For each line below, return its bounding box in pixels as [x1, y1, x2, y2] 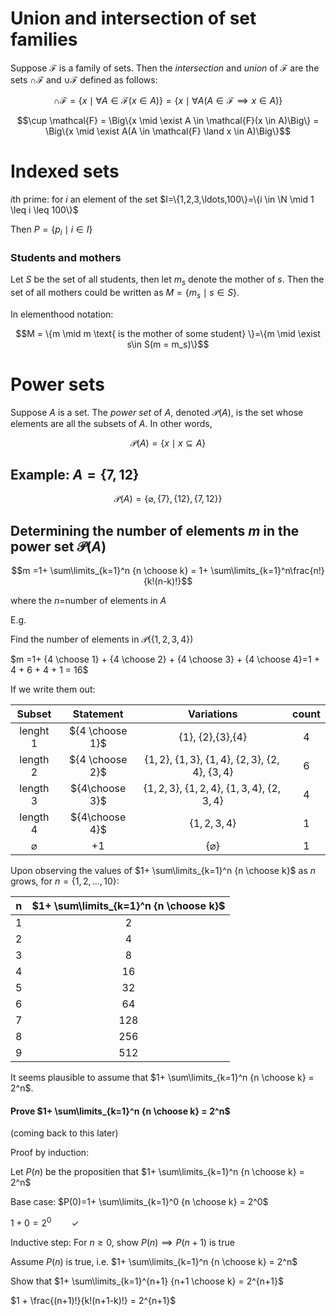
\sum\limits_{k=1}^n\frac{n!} [210, 565, 325, 577]
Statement [72, 707, 124, 721]
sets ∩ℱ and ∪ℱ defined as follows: [10, 73, 158, 86]
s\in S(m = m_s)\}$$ [126, 338, 210, 350]
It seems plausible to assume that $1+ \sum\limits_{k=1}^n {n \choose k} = [10, 1072, 315, 1084]
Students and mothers [10, 250, 122, 264]
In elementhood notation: [10, 308, 114, 320]
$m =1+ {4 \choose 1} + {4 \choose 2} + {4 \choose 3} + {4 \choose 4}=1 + [10, 653, 320, 666]
